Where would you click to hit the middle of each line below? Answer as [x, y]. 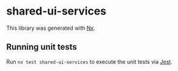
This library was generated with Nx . [51, 28]
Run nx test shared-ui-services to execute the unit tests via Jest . [89, 61]
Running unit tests [42, 47]
